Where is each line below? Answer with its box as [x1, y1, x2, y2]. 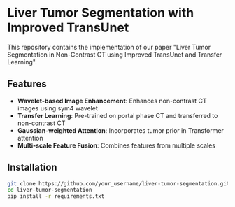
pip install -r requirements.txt [7, 193, 105, 200]
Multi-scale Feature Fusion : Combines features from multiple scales [17, 141, 215, 150]
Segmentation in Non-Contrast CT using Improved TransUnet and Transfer [7, 50, 222, 59]
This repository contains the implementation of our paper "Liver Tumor [7, 43, 211, 51]
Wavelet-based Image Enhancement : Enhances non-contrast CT [17, 97, 208, 105]
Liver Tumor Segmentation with [7, 5, 194, 21]
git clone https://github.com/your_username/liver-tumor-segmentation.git [7, 180, 230, 187]
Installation [7, 162, 57, 173]
